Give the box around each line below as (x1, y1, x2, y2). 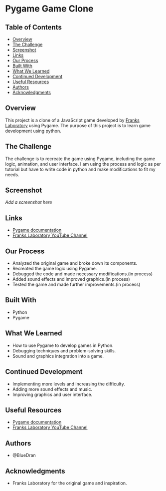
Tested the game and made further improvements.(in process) (12, 281, 141, 288)
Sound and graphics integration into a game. (12, 353, 104, 359)
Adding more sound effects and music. (12, 386, 92, 392)
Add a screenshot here (5, 199, 52, 205)
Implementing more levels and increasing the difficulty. (12, 381, 126, 387)
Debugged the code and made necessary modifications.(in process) (12, 271, 153, 277)
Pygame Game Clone (5, 3, 94, 15)
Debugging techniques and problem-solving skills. (12, 347, 116, 353)
